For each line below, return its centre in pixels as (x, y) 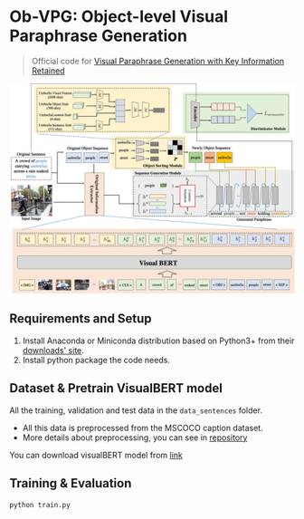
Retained (48, 71)
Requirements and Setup (81, 319)
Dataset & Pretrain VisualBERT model (116, 388)
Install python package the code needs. (96, 360)
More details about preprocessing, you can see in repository (135, 437)
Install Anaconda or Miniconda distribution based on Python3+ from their (158, 341)
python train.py (40, 505)
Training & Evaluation (71, 483)
